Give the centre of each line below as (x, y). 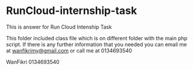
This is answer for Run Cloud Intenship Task (59, 27)
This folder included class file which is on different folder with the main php (97, 38)
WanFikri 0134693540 (33, 62)
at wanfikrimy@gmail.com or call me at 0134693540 (69, 50)
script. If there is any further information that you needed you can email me (96, 44)
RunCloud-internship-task (72, 11)
